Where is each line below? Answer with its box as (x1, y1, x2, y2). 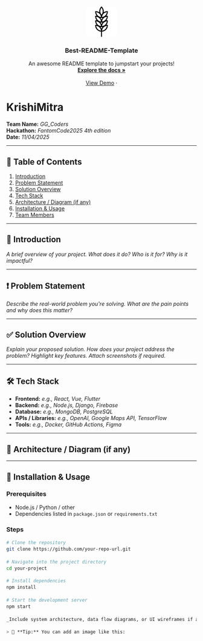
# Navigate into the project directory (6, 559, 107, 565)
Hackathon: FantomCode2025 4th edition (6, 127, 111, 134)
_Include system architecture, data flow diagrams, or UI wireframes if (6, 616, 193, 622)
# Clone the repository (6, 540, 66, 546)
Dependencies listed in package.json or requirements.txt (14, 510, 158, 517)
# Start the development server (6, 597, 88, 603)
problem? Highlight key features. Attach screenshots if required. (6, 352, 166, 360)
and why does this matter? (6, 306, 73, 314)
